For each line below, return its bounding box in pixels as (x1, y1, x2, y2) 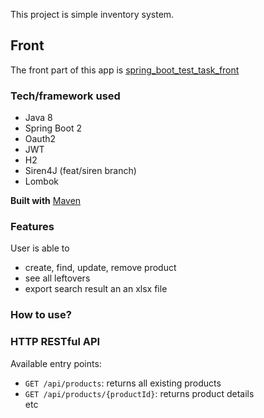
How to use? (10, 308, 72, 322)
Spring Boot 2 (24, 122, 82, 134)
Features (10, 220, 55, 234)
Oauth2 (24, 133, 57, 145)
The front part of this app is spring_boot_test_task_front (10, 64, 240, 76)
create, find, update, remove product (24, 262, 177, 274)
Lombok (24, 175, 60, 188)
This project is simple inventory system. (10, 9, 175, 20)
